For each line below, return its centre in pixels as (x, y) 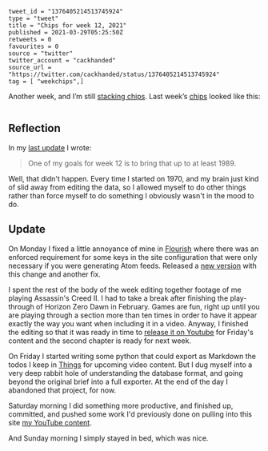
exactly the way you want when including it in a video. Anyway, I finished (128, 323)
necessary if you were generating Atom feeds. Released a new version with (133, 265)
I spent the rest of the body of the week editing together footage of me (125, 289)
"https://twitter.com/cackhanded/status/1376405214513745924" (114, 74)
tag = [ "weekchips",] (46, 82)
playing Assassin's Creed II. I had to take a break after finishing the (118, 298)
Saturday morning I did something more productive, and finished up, (121, 405)
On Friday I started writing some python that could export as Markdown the (132, 356)
